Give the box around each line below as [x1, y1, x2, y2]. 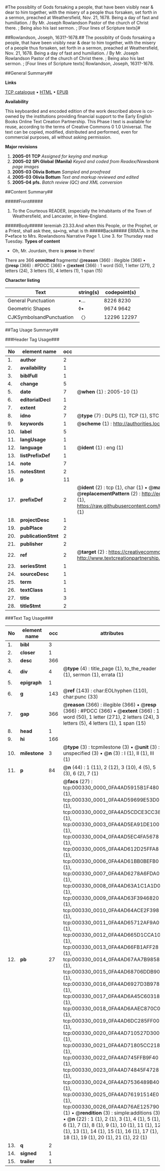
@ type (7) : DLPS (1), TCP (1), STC [77, 412, 160, 419]
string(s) [78, 289, 100, 296]
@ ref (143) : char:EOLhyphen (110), [63, 687, 148, 694]
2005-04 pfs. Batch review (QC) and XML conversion [12, 179, 123, 185]
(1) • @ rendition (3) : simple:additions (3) [63, 1110, 161, 1116]
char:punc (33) [63, 693, 98, 700]
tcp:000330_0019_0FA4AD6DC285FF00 [63, 1017, 160, 1024]
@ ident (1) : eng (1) [77, 444, 124, 451]
